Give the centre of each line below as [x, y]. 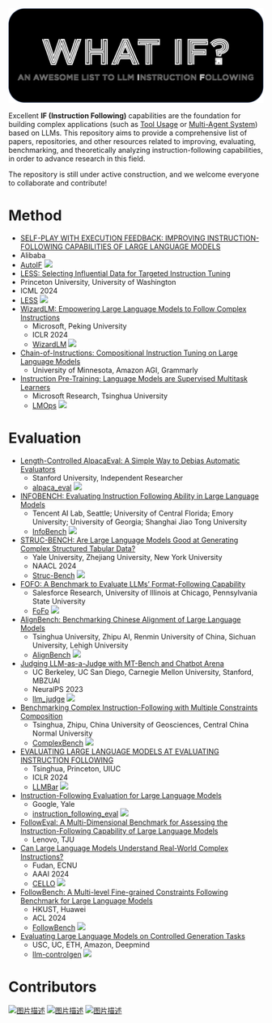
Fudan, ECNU [55, 865]
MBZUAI [46, 681]
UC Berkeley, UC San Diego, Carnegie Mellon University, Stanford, [143, 672]
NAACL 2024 [54, 566]
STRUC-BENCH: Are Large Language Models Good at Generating [129, 540]
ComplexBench [57, 743]
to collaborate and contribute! [58, 183]
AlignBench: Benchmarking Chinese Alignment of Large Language [130, 619]
